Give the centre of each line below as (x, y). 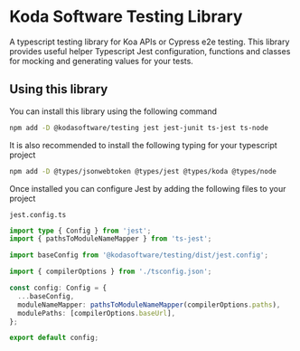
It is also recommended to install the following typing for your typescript (143, 145)
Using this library (59, 89)
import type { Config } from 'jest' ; (80, 231)
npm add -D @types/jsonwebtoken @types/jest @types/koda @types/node (143, 171)
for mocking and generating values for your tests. (102, 61)
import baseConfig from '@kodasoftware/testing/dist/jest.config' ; (139, 255)
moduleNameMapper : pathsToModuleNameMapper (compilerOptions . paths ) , (149, 305)
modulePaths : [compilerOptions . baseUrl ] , (97, 313)
